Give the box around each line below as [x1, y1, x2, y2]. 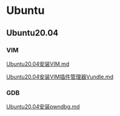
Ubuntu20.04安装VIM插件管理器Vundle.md [6, 73, 114, 80]
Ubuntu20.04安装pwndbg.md [6, 103, 80, 111]
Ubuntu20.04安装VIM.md [6, 60, 70, 67]
